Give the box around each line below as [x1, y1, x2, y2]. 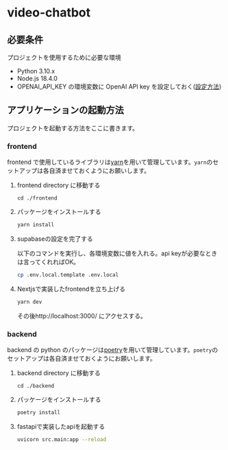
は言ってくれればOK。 [16, 257, 80, 265]
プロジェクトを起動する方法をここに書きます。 [7, 123, 139, 132]
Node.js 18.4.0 [16, 74, 58, 82]
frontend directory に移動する [16, 181, 101, 189]
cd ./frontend [16, 195, 58, 202]
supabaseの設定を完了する [16, 235, 94, 243]
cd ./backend [16, 383, 55, 390]
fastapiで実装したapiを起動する [16, 422, 105, 430]
